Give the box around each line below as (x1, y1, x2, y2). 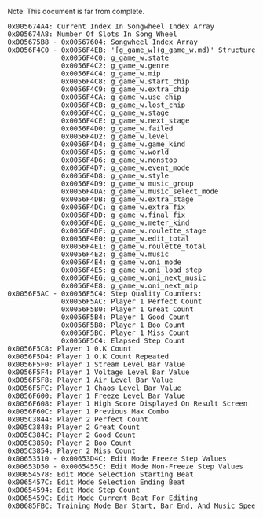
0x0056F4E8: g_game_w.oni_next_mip (60, 281, 198, 290)
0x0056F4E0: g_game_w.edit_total (60, 234, 190, 243)
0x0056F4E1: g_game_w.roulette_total (60, 242, 206, 251)
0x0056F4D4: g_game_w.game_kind (60, 140, 186, 149)
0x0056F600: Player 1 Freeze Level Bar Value (7, 391, 186, 400)
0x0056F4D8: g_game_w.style (60, 171, 170, 180)
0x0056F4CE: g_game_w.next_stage (60, 116, 190, 125)
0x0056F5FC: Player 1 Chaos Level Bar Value (7, 384, 182, 392)
